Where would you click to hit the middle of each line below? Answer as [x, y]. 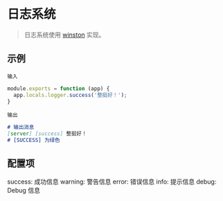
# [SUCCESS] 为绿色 [34, 140]
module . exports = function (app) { [59, 88]
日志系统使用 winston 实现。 [64, 35]
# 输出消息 [21, 128]
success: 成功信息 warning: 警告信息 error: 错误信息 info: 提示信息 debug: [112, 182]
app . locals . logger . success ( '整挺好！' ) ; [70, 95]
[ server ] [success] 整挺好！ [47, 134]
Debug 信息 [24, 190]
